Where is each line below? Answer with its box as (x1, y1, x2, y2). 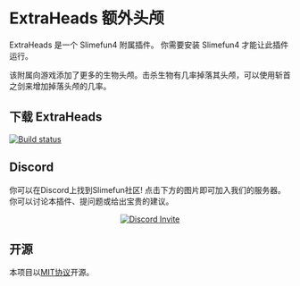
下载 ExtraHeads (9, 109, 103, 125)
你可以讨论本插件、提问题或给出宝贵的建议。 (9, 196, 174, 206)
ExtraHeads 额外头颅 (9, 8, 165, 29)
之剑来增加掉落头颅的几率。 (9, 80, 112, 91)
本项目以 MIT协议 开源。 (9, 267, 95, 278)
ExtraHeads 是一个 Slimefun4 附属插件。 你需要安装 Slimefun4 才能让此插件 (9, 39, 289, 50)
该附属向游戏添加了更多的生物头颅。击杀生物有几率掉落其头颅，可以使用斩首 (9, 69, 291, 80)
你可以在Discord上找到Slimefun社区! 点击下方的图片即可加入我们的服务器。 (9, 184, 286, 195)
